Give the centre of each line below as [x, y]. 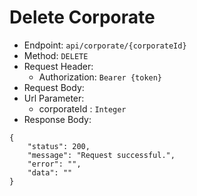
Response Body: [57, 119]
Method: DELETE [56, 55]
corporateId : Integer [82, 108]
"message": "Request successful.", [101, 155]
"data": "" [50, 172]
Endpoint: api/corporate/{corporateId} [105, 45]
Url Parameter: [54, 98]
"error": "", [54, 164]
